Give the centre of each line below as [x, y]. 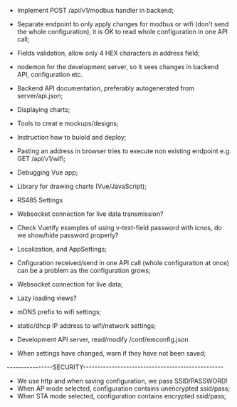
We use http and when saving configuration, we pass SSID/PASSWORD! [122, 381]
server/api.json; [40, 96]
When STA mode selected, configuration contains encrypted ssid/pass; [121, 396]
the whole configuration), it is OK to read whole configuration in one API [122, 32]
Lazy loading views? [47, 298]
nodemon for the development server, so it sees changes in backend [118, 67]
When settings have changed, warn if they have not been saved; [111, 353]
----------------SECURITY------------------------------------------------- [115, 367]
